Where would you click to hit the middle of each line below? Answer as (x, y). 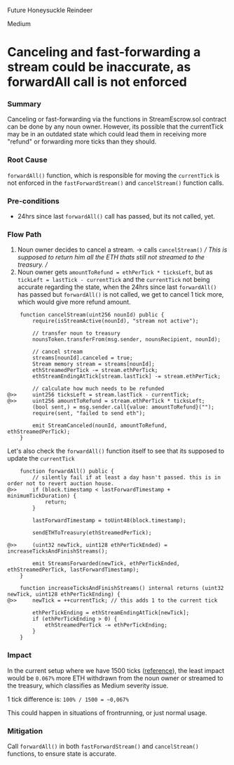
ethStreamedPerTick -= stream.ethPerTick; (95, 371)
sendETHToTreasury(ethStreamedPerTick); (92, 533)
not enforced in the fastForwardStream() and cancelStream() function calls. (116, 183)
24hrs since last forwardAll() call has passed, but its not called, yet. (116, 217)
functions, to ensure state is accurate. (62, 753)
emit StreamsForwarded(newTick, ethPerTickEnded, (106, 564)
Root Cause (27, 160)
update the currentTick (41, 458)
